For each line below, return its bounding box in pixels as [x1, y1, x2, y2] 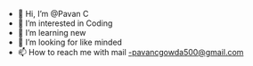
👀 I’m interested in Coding [17, 18, 113, 29]
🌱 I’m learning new [17, 28, 86, 37]
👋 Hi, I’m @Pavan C [17, 9, 89, 19]
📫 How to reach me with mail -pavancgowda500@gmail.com [17, 47, 244, 57]
